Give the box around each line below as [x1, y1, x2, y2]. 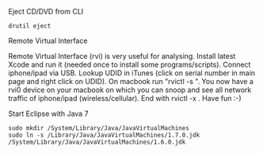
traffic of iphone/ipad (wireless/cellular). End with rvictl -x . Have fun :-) [8, 94, 242, 102]
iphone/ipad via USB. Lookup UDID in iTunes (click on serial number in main [8, 68, 256, 78]
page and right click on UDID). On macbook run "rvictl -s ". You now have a [8, 77, 253, 86]
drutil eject [8, 22, 51, 30]
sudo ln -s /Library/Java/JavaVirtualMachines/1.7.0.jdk [8, 131, 200, 139]
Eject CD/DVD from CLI [8, 7, 84, 16]
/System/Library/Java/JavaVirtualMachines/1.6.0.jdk [8, 138, 186, 146]
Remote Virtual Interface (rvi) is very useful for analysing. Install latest [8, 52, 236, 60]
